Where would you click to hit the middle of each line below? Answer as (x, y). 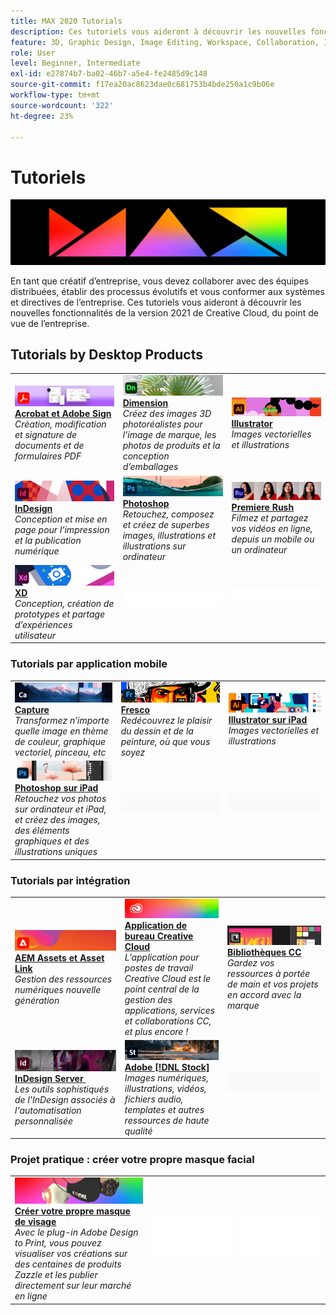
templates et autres (164, 1109)
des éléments (42, 831)
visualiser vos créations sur (71, 1254)
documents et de (49, 446)
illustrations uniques (56, 852)
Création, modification (60, 424)
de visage (35, 1222)
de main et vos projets (273, 984)
